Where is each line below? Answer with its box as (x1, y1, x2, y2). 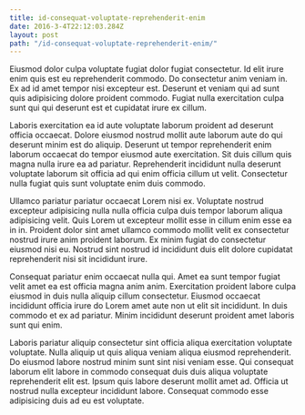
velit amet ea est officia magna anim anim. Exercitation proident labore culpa (9, 281, 297, 292)
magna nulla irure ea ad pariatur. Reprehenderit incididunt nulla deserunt (9, 158, 281, 169)
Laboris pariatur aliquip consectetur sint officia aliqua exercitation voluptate (9, 338, 293, 349)
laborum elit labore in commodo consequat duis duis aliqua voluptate (9, 366, 269, 378)
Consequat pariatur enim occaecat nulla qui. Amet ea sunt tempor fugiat (9, 271, 280, 282)
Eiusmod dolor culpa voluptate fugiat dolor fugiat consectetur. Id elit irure (9, 64, 284, 75)
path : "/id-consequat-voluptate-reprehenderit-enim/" (9, 38, 219, 48)
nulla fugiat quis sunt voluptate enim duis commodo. (9, 178, 207, 189)
